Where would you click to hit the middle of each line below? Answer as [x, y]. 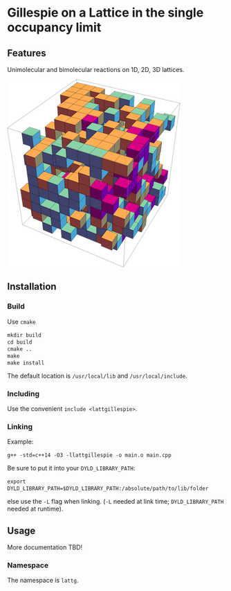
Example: [20, 442]
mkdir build [24, 335]
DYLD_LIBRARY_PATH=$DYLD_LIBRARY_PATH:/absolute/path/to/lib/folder [108, 489]
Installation [32, 286]
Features [27, 53]
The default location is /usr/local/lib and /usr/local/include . [98, 376]
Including [24, 394]
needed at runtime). [35, 509]
